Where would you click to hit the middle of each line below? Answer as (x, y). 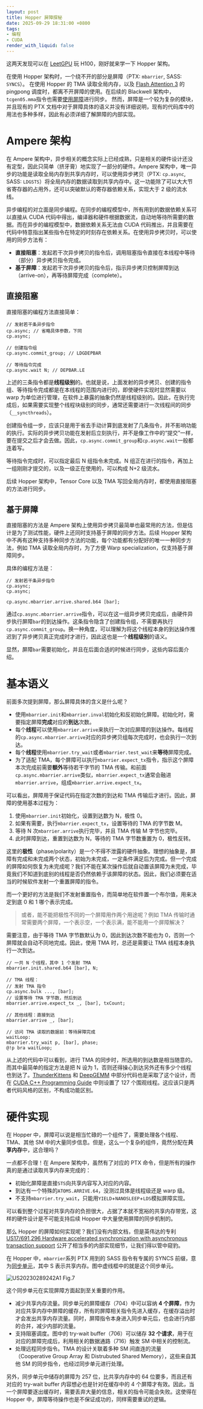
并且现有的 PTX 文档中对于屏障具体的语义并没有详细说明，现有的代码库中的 (100, 106)
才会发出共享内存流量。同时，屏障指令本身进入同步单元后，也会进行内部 (105, 1318)
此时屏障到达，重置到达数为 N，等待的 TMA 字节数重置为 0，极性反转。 (105, 839)
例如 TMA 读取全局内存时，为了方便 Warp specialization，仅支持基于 (102, 548)
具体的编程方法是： (30, 568)
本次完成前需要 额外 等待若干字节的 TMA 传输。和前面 (81, 767)
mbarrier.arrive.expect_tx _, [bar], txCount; (66, 1004)
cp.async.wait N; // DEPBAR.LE (46, 370)
